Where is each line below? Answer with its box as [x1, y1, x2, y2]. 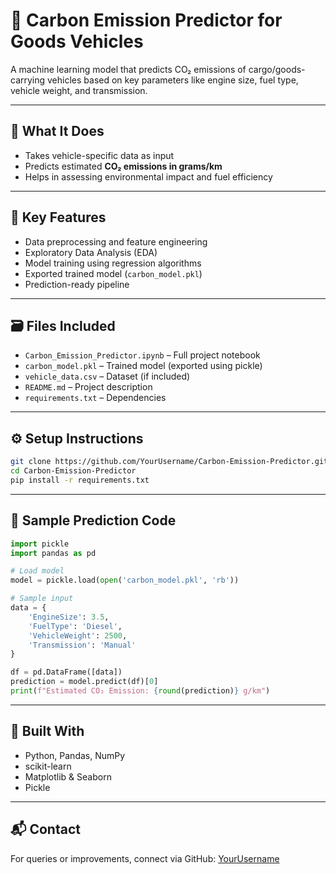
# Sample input [10, 594, 74, 604]
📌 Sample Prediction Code [10, 512, 177, 529]
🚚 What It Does [10, 123, 105, 140]
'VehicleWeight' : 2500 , [28, 630, 128, 641]
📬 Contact [10, 821, 81, 838]
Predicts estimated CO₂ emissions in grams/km [24, 160, 223, 172]
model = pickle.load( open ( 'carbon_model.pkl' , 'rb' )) [10, 575, 240, 586]
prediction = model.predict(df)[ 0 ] [10, 677, 159, 687]
